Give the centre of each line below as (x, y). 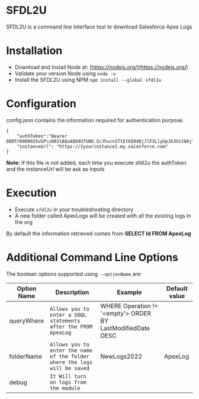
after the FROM (71, 326)
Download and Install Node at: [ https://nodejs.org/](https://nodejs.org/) (101, 67)
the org (23, 222)
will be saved (70, 368)
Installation (34, 51)
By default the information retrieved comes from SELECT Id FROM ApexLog (99, 233)
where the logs (71, 362)
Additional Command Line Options (92, 257)
